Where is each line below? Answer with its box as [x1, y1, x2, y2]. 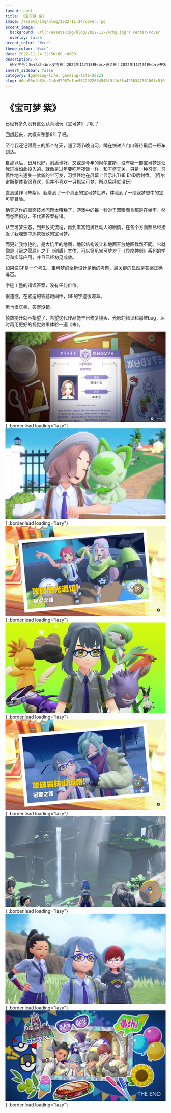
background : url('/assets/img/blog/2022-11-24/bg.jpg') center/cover [10, 30, 160, 35]
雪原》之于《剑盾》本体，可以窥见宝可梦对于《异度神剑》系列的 [27, 247, 161, 254]
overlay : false [10, 35, 42, 40]
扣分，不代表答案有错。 [18, 213, 68, 219]
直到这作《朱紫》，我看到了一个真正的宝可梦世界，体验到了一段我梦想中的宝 [5, 189, 164, 195]
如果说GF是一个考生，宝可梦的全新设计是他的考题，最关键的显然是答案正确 [5, 265, 163, 271]
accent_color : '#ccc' [5, 41, 51, 46]
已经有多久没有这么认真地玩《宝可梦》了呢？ [5, 120, 99, 126]
